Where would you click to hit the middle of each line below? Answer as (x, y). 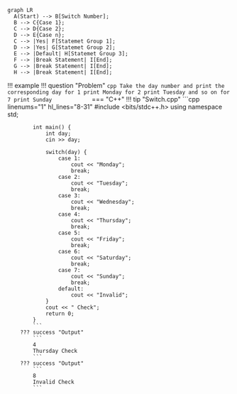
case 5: (69, 233)
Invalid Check (54, 382)
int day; (58, 133)
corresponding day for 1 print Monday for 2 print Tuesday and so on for (119, 92)
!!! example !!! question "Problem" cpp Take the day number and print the (116, 86)
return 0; (60, 314)
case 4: (69, 214)
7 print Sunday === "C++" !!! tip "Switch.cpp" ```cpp (104, 99)
